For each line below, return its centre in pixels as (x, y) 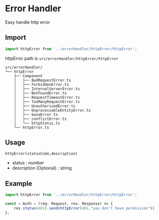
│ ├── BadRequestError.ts (42, 80)
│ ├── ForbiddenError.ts (41, 84)
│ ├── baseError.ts (36, 114)
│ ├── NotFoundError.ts (40, 93)
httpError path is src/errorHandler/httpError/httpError (62, 58)
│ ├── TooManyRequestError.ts (47, 102)
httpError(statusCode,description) (41, 154)
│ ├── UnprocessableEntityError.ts (53, 110)
